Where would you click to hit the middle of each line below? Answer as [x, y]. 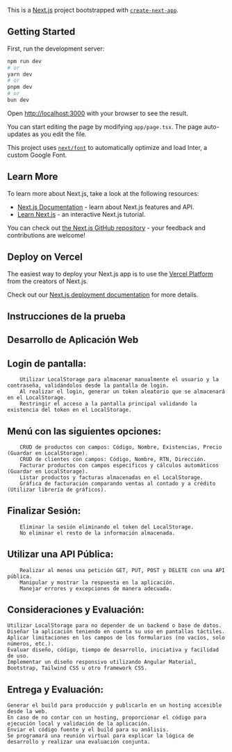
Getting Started [41, 32]
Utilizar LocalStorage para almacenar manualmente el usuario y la [119, 380]
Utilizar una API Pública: [60, 554]
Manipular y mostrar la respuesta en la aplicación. [98, 583]
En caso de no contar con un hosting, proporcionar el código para [107, 718]
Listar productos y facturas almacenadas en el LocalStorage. [111, 477]
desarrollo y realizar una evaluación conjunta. [79, 742]
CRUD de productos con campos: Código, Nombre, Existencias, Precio [121, 447]
